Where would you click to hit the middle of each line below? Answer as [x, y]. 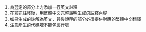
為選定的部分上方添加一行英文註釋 [44, 7]
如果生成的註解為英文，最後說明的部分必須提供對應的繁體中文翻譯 [75, 19]
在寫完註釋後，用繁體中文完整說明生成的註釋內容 [58, 13]
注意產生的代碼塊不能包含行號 [39, 25]
